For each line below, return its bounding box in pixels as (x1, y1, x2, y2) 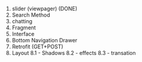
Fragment (11, 24, 36, 31)
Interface (11, 30, 35, 38)
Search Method (11, 11, 50, 18)
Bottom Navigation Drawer (11, 37, 78, 44)
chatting (11, 18, 33, 24)
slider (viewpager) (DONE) (11, 5, 78, 12)
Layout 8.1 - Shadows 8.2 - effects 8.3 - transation (11, 49, 136, 56)
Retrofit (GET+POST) (11, 43, 64, 50)
